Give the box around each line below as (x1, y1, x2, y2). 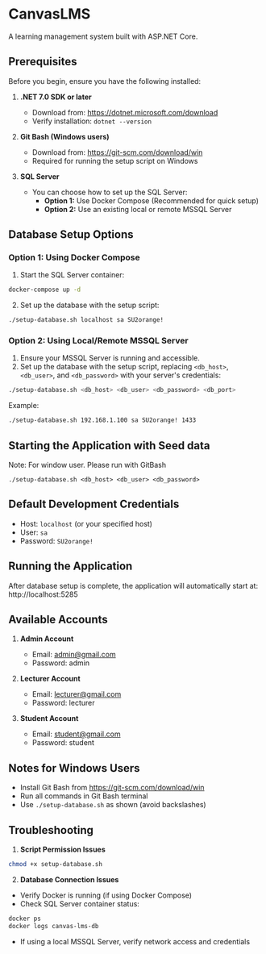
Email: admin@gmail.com (31, 650, 116, 660)
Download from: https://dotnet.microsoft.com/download (31, 107, 218, 117)
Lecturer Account (19, 674, 81, 684)
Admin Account (19, 634, 74, 644)
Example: (8, 401, 39, 410)
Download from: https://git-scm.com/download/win (31, 147, 203, 157)
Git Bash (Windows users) (19, 131, 110, 141)
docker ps (8, 914, 42, 923)
